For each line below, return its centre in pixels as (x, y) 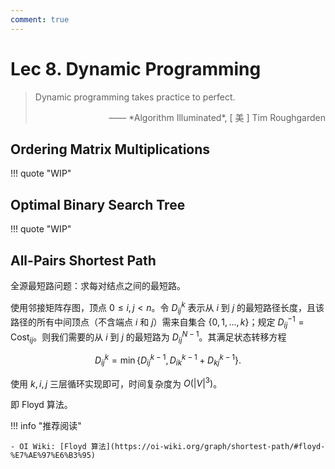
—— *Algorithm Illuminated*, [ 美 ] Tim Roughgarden (217, 117)
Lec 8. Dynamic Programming (136, 68)
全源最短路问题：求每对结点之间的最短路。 (98, 285)
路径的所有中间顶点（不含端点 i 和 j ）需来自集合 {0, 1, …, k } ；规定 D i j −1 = (157, 322)
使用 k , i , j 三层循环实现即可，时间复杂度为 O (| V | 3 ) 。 (116, 383)
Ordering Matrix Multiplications (110, 149)
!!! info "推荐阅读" (46, 426)
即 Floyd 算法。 (41, 405)
